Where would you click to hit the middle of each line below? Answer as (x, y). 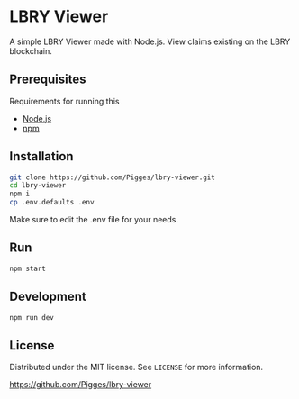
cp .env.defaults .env (52, 203)
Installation (41, 156)
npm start (28, 268)
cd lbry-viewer (38, 186)
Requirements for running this (64, 101)
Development (48, 297)
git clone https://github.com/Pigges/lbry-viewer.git (113, 177)
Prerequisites (48, 80)
